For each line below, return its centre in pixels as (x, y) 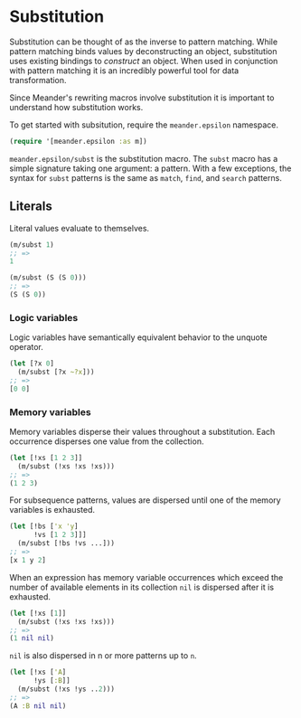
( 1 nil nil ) (32, 638)
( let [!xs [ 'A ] (38, 672)
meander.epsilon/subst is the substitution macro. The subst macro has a (144, 158)
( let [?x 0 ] (32, 364)
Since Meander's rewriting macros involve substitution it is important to (142, 98)
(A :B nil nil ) (38, 706)
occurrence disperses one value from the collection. (107, 441)
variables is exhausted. (52, 510)
